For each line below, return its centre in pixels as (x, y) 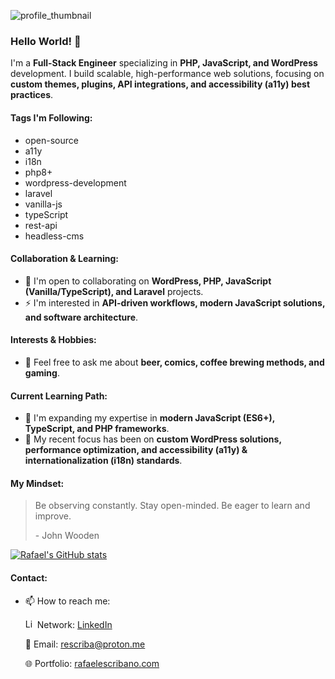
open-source (51, 140)
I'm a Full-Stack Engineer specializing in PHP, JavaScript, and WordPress (164, 63)
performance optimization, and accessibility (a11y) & (136, 450)
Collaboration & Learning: (65, 259)
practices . (32, 95)
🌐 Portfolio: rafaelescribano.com (92, 663)
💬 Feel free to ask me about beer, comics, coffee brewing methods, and (174, 362)
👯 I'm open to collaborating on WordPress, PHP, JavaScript (148, 281)
